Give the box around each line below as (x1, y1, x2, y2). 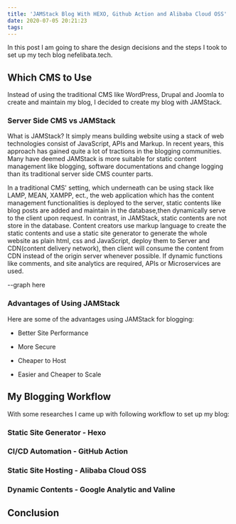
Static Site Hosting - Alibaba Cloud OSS (7, 466, 147, 476)
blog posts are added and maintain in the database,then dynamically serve (7, 206, 226, 215)
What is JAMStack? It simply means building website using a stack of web (7, 132, 225, 140)
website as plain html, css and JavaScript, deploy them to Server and (7, 237, 210, 245)
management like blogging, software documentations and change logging (7, 162, 224, 171)
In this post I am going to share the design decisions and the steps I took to (7, 43, 227, 52)
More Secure (17, 342, 56, 351)
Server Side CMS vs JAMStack (7, 115, 116, 125)
